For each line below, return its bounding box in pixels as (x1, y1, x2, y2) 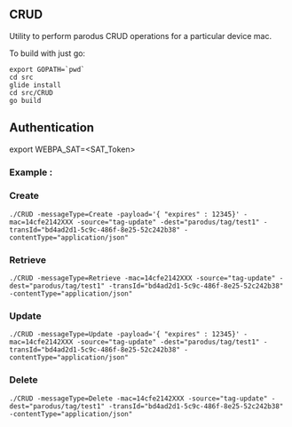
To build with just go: (9, 48, 86, 59)
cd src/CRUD (9, 88, 53, 97)
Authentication (9, 120, 95, 136)
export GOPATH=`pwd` (9, 65, 86, 74)
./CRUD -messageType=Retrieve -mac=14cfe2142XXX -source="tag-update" (9, 274, 276, 283)
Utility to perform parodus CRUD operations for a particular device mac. (9, 30, 272, 41)
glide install (9, 80, 62, 90)
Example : (9, 166, 53, 178)
